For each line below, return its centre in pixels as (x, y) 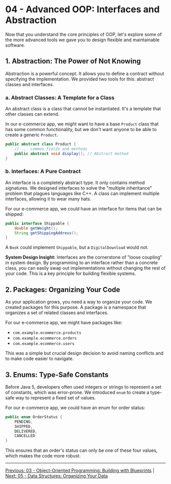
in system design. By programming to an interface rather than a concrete (81, 263)
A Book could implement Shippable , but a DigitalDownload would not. (77, 247)
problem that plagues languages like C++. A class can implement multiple (82, 193)
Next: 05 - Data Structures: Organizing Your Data (56, 476)
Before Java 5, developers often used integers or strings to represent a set (83, 387)
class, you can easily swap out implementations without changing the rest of (85, 268)
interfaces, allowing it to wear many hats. (48, 199)
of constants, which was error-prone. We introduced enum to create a (77, 392)
